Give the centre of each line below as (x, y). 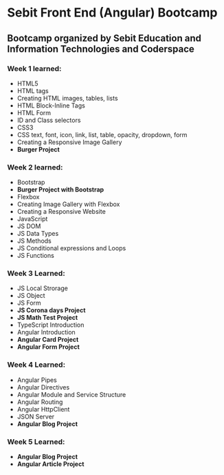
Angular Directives (43, 387)
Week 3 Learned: (36, 274)
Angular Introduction (46, 332)
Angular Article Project (51, 464)
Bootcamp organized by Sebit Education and (104, 38)
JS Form (29, 303)
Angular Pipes (37, 380)
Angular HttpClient (43, 409)
